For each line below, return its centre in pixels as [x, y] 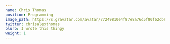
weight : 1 [16, 33]
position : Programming [29, 15]
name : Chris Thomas [26, 10]
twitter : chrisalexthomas [32, 24]
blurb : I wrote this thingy [35, 29]
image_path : [18, 19]
